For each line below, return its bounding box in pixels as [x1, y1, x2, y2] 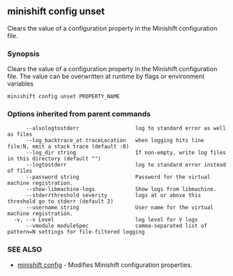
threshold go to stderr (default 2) [7, 198, 114, 205]
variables [7, 79, 33, 88]
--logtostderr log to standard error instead [25, 162, 227, 169]
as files [7, 131, 33, 138]
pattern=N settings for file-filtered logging [7, 229, 145, 236]
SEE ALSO [7, 245, 43, 254]
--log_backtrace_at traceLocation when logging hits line [25, 137, 204, 144]
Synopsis [7, 49, 40, 59]
